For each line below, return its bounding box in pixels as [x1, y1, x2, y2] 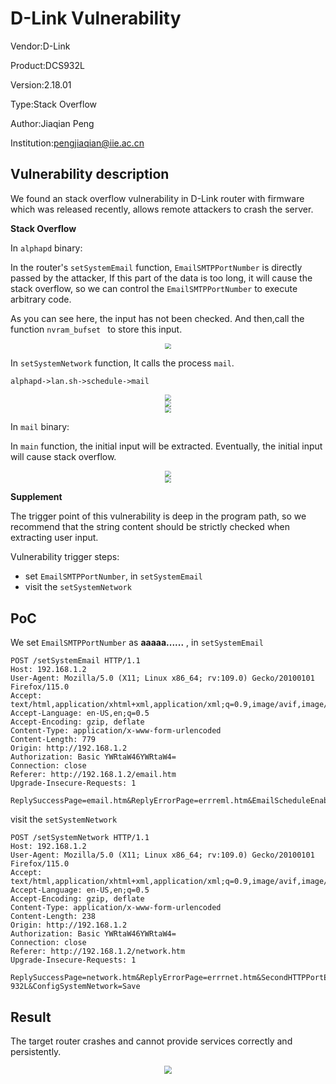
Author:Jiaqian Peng [10, 117, 95, 129]
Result [10, 1008, 52, 1026]
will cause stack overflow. [10, 451, 117, 463]
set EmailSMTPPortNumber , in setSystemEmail [24, 570, 203, 582]
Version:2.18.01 [10, 78, 72, 91]
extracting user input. [10, 532, 99, 544]
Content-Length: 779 [10, 735, 97, 745]
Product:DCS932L [10, 59, 85, 71]
